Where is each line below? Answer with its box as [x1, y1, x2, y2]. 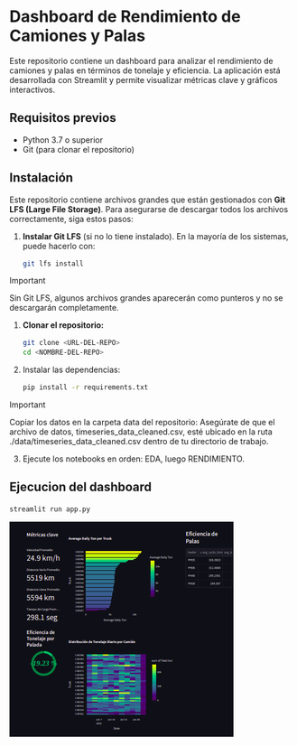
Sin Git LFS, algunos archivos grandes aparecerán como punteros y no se [9, 293, 283, 303]
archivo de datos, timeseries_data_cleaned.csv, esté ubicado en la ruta [9, 426, 273, 437]
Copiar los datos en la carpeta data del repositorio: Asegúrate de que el [9, 417, 275, 428]
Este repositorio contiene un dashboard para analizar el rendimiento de [9, 55, 274, 66]
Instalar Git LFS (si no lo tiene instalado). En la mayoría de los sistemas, [22, 230, 289, 241]
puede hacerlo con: [22, 240, 96, 251]
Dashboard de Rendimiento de [9, 6, 241, 27]
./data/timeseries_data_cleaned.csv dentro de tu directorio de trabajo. [9, 436, 269, 447]
